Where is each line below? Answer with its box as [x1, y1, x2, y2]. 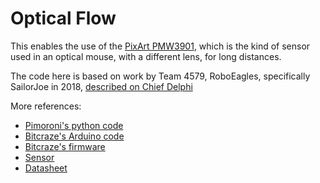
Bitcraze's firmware [24, 140, 106, 152]
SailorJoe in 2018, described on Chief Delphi [10, 80, 193, 92]
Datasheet [24, 162, 68, 174]
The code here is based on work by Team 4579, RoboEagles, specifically [10, 70, 311, 82]
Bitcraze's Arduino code [24, 130, 125, 142]
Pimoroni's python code [24, 119, 124, 131]
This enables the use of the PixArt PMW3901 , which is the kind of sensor [10, 40, 311, 52]
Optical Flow [10, 7, 117, 30]
